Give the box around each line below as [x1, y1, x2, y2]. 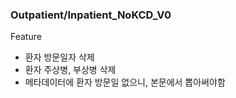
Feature [10, 31, 42, 43]
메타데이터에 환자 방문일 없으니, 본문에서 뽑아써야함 [24, 76, 226, 88]
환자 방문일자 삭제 [24, 51, 95, 63]
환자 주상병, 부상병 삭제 [24, 64, 117, 76]
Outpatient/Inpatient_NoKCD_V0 [10, 8, 172, 22]
